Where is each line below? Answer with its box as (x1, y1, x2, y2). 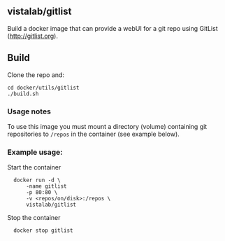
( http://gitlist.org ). (7, 32, 58, 40)
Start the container (7, 163, 61, 172)
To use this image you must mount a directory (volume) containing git (7, 122, 208, 130)
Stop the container (7, 214, 61, 222)
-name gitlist (25, 183, 68, 190)
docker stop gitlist (13, 227, 73, 234)
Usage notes (7, 106, 51, 116)
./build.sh (7, 90, 39, 97)
